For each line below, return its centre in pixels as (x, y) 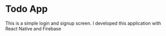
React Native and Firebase (33, 28)
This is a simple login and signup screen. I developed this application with (83, 23)
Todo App (26, 9)
